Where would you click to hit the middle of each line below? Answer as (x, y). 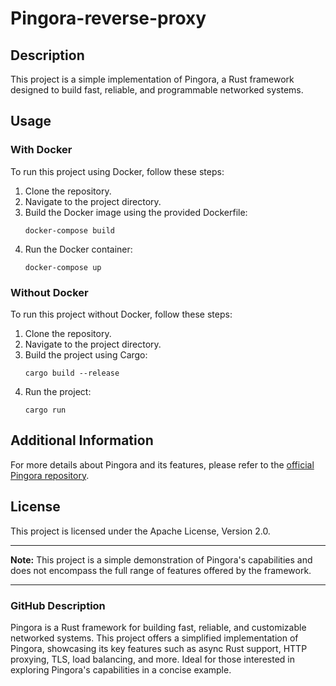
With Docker (41, 150)
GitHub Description (58, 605)
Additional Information (82, 440)
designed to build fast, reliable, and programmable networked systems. (157, 90)
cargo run (45, 410)
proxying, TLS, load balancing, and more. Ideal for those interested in (152, 659)
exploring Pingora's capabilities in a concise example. (121, 669)
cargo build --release (72, 373)
